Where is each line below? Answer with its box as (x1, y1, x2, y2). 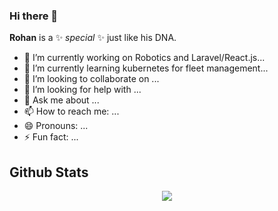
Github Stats (9, 164, 89, 181)
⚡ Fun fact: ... (23, 131, 79, 143)
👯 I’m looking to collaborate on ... (23, 73, 160, 85)
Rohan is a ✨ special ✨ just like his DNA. (9, 32, 177, 44)
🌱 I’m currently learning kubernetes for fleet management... (23, 62, 269, 74)
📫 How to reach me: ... (23, 105, 120, 118)
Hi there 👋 (9, 9, 59, 23)
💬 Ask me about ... (23, 94, 100, 106)
